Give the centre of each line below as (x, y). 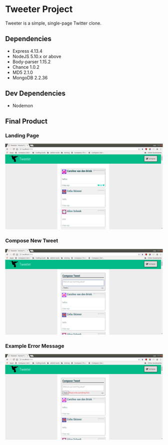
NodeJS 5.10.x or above (37, 56)
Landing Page (22, 135)
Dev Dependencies (35, 94)
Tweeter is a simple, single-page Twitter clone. (53, 23)
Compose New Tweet (32, 241)
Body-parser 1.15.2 (31, 62)
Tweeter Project (39, 9)
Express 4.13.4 (27, 51)
